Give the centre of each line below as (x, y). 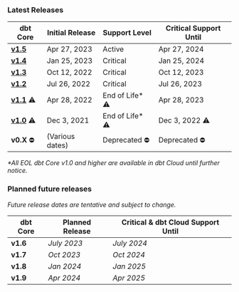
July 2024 (130, 243)
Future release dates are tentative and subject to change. (92, 204)
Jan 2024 (65, 266)
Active (113, 49)
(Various (61, 137)
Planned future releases (50, 189)
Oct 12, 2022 (69, 73)
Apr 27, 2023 (69, 49)
